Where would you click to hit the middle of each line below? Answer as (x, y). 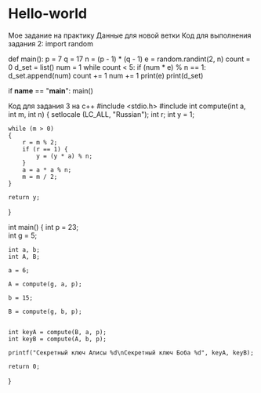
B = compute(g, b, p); (45, 311)
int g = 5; (23, 235)
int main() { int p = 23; (43, 227)
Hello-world (48, 14)
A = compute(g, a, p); (45, 284)
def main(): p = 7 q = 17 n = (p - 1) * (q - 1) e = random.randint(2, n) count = (129, 59)
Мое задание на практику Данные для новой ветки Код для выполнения (130, 35)
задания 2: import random (51, 43)
